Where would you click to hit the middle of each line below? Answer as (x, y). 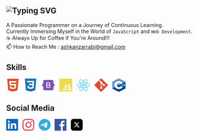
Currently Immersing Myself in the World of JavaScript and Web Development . (99, 31)
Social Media (30, 108)
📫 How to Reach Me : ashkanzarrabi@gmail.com (66, 46)
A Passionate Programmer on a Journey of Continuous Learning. (85, 25)
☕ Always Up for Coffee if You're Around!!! (58, 38)
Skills (16, 67)
